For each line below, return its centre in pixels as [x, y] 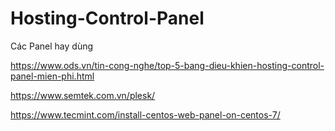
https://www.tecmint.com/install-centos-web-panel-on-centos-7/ [145, 114]
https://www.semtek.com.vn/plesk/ [83, 95]
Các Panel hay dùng [52, 46]
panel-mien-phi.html [52, 76]
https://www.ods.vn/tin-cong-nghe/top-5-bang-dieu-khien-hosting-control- [167, 65]
